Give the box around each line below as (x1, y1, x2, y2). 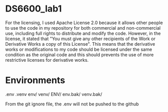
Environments (5, 75, 66, 86)
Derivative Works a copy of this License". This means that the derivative (5, 41, 155, 47)
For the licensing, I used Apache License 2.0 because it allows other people (5, 20, 163, 26)
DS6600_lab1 (5, 3, 62, 15)
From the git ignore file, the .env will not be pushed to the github (5, 101, 139, 107)
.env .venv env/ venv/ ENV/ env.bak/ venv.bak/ (5, 91, 102, 97)
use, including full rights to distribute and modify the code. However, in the (5, 30, 161, 36)
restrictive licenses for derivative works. (5, 57, 89, 63)
